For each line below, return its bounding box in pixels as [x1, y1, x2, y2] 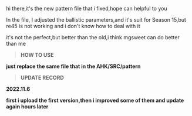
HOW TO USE [20, 52, 54, 58]
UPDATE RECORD [20, 74, 65, 81]
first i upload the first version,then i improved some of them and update [6, 97, 184, 104]
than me [6, 40, 26, 47]
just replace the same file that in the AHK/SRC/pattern [6, 63, 141, 70]
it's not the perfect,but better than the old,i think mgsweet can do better [6, 34, 180, 40]
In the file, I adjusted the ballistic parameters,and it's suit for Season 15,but [6, 16, 187, 23]
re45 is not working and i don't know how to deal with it [6, 23, 141, 29]
